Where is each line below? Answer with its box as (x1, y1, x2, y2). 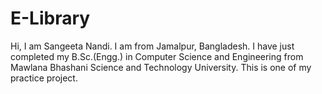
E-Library (10, 7, 91, 30)
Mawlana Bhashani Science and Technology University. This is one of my (10, 61, 312, 73)
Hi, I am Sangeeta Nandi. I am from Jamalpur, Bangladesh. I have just (10, 40, 295, 52)
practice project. (10, 72, 78, 84)
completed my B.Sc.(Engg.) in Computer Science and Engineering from (10, 50, 304, 62)
